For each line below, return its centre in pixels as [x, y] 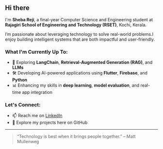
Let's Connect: [23, 105]
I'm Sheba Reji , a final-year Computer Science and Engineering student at [79, 19]
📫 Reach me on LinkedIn [37, 116]
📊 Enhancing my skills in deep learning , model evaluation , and [76, 85]
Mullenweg [28, 142]
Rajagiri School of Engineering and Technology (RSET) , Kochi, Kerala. [76, 25]
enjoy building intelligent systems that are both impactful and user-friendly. [80, 39]
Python [20, 80]
